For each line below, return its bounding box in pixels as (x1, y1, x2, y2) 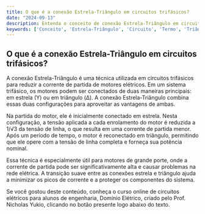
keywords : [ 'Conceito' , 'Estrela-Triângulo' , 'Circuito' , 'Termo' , (6, 26, 182, 32)
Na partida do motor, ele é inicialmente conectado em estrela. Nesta (6, 113, 178, 120)
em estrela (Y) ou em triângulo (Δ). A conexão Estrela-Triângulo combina (6, 94, 189, 101)
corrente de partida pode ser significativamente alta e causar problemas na (6, 163, 196, 171)
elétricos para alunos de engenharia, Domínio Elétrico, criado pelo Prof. (6, 194, 186, 202)
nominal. (6, 145, 28, 152)
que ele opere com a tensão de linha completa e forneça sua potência (6, 138, 182, 146)
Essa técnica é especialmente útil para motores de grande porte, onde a (6, 157, 188, 164)
